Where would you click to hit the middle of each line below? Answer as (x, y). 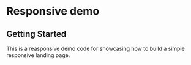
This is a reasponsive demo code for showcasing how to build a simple (95, 48)
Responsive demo (53, 11)
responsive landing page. (38, 55)
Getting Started (36, 34)
